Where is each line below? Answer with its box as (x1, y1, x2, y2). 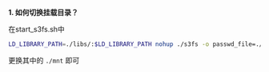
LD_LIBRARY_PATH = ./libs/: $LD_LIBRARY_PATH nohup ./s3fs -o (8, 40, 210, 48)
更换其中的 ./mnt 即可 (8, 55, 80, 65)
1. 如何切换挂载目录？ (8, 8, 78, 17)
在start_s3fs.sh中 (8, 25, 66, 34)
